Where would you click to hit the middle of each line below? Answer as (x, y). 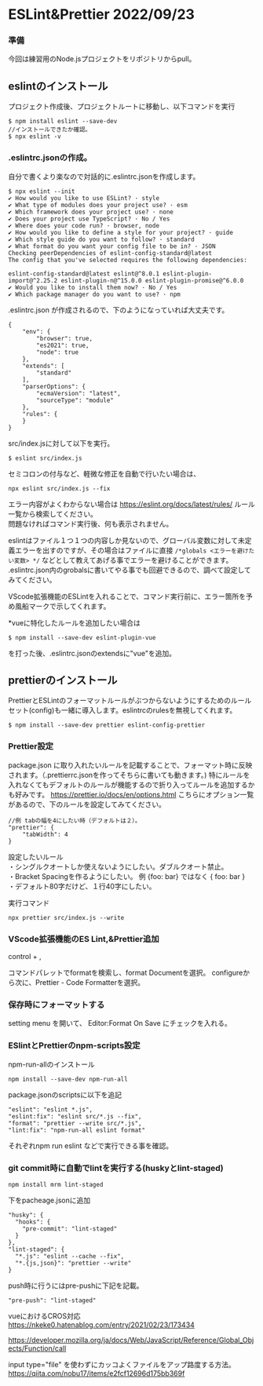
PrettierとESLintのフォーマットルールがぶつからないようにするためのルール (130, 701)
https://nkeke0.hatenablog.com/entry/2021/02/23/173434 (101, 1325)
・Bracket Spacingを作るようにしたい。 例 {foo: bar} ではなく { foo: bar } (127, 876)
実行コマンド (29, 903)
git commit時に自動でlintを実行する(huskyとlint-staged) (116, 1168)
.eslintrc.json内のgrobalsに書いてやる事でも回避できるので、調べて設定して (130, 570)
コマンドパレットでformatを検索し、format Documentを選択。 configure (126, 972)
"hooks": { (33, 1222)
